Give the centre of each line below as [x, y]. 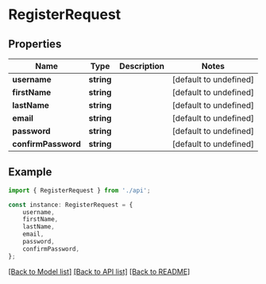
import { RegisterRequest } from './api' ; [79, 190]
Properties [35, 44]
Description [142, 66]
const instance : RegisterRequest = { [71, 205]
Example [30, 172]
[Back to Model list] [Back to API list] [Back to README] [99, 271]
